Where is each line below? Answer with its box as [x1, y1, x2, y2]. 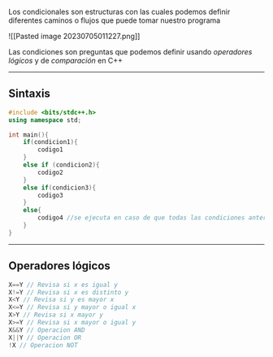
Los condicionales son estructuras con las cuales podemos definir [8, 7, 231, 16]
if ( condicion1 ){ [23, 138, 79, 146]
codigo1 [37, 146, 63, 154]
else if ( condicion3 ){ [23, 183, 96, 192]
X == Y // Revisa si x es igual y [8, 281, 118, 289]
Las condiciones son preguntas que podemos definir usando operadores [8, 47, 253, 56]
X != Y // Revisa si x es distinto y [8, 288, 129, 296]
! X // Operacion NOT [8, 341, 79, 349]
